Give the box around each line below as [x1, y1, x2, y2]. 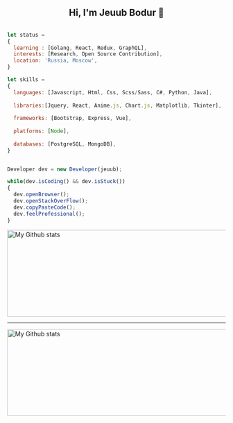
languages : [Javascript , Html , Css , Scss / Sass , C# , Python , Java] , [13, 89, 213, 96]
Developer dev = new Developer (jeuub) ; [7, 166, 123, 173]
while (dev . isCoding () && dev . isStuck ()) [7, 178, 126, 185]
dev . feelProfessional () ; [13, 210, 85, 217]
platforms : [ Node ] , [13, 128, 70, 135]
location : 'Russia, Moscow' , [13, 57, 98, 64]
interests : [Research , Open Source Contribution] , [13, 51, 163, 58]
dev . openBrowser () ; [13, 191, 70, 198]
